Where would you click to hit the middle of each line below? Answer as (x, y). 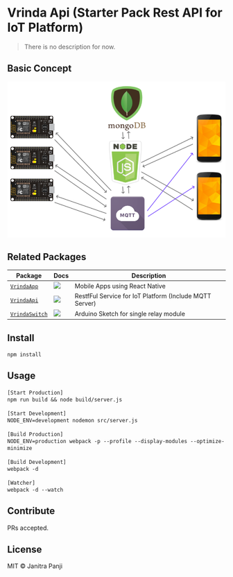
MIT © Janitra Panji (35, 566)
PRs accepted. (28, 528)
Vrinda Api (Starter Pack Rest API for (115, 13)
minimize (20, 448)
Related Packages (47, 257)
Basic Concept (40, 68)
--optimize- (208, 441)
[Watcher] (21, 483)
